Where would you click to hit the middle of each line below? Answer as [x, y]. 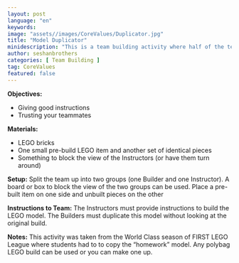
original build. [27, 223]
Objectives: [25, 94]
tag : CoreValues [31, 67]
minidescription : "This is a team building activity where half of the [116, 47]
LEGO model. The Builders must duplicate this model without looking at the [117, 215]
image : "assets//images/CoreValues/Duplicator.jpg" [85, 34]
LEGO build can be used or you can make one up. [80, 252]
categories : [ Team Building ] [54, 60]
